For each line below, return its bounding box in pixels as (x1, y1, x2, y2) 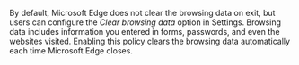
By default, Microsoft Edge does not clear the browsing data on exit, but (9, 8, 276, 18)
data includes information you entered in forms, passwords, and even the (9, 27, 280, 37)
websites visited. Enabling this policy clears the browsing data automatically (9, 36, 290, 46)
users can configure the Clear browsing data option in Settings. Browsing (9, 17, 281, 28)
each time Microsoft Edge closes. (9, 45, 133, 56)
